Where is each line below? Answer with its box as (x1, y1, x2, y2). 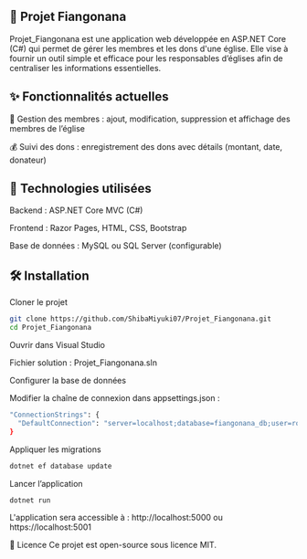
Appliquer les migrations (9, 444, 102, 455)
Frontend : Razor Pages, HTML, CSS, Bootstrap (9, 223, 187, 234)
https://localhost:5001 (9, 522, 92, 533)
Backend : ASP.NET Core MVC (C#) (9, 205, 143, 216)
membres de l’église (9, 122, 85, 133)
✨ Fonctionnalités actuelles (9, 89, 169, 105)
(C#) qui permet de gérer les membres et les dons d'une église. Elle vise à (9, 43, 289, 54)
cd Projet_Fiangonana (9, 323, 92, 332)
